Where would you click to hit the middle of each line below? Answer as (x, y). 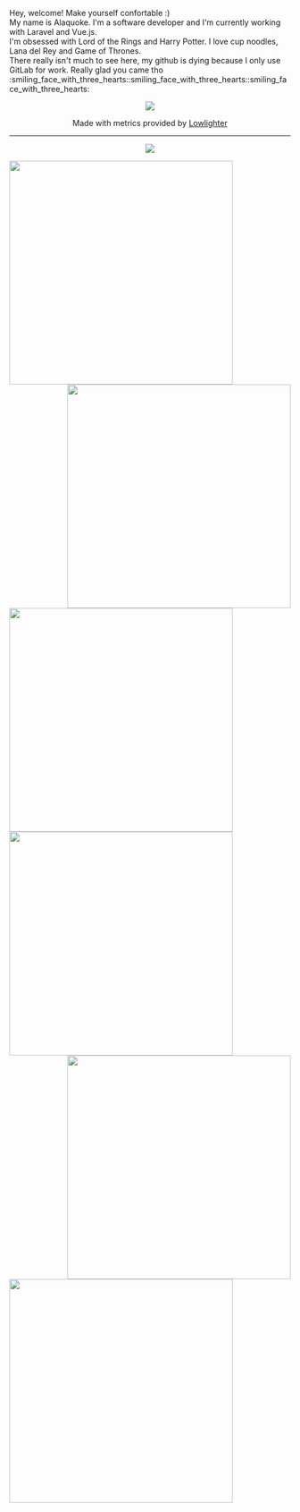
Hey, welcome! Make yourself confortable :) (90, 13)
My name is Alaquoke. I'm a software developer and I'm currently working (145, 22)
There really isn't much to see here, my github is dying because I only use (145, 60)
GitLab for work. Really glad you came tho (86, 70)
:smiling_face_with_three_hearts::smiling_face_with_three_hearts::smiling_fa (148, 79)
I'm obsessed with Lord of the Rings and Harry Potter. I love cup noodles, (144, 41)
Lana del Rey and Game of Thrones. (75, 51)
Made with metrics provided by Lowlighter (150, 123)
